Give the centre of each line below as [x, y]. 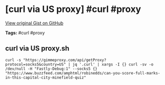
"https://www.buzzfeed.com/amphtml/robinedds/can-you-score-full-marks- [83, 73]
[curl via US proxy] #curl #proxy [73, 9]
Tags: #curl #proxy [25, 32]
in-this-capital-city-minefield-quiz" [46, 77]
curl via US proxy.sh [37, 48]
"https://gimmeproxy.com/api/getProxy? [65, 60]
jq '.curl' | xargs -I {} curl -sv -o [113, 64]
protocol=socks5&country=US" [36, 64]
